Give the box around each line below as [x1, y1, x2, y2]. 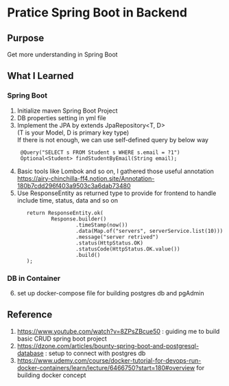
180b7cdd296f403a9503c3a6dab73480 [16, 181, 132, 190]
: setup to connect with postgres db [45, 349, 146, 357]
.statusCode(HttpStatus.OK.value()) [75, 245, 180, 252]
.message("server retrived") [75, 234, 159, 240]
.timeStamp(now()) [75, 221, 128, 228]
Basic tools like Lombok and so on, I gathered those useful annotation [16, 167, 215, 175]
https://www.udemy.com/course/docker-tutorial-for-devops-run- [16, 356, 202, 365]
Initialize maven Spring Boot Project [16, 106, 118, 115]
